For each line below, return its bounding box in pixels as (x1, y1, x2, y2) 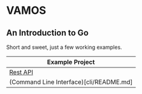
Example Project (47, 58, 95, 66)
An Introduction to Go (6, 28, 89, 38)
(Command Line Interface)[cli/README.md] (9, 78, 133, 86)
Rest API (9, 68, 33, 76)
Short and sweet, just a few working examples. (6, 43, 122, 51)
